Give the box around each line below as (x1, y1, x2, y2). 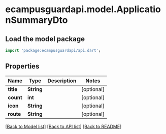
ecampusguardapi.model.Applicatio (5, 4, 161, 15)
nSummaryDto (5, 14, 68, 26)
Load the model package (5, 35, 85, 43)
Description (47, 77, 77, 84)
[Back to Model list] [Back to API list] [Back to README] (5, 123, 122, 129)
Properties (5, 62, 40, 71)
